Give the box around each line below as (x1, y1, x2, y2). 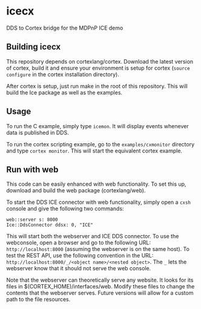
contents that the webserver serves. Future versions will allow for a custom (6, 289, 194, 297)
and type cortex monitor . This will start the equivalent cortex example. (6, 147, 183, 154)
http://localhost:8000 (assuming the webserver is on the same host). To (6, 246, 189, 253)
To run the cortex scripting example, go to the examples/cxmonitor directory (6, 140, 195, 148)
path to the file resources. (6, 296, 71, 303)
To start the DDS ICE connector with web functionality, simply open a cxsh (6, 198, 191, 206)
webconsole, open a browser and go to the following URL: (6, 239, 151, 246)
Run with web (6, 164, 59, 175)
